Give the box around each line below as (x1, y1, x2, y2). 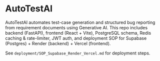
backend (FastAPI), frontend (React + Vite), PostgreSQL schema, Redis (5, 30, 151, 36)
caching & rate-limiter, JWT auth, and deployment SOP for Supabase (5, 35, 147, 41)
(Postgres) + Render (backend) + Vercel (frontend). (5, 40, 111, 46)
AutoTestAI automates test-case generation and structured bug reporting (5, 19, 155, 25)
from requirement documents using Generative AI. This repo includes (5, 24, 148, 30)
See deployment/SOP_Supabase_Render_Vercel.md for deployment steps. (5, 50, 150, 56)
